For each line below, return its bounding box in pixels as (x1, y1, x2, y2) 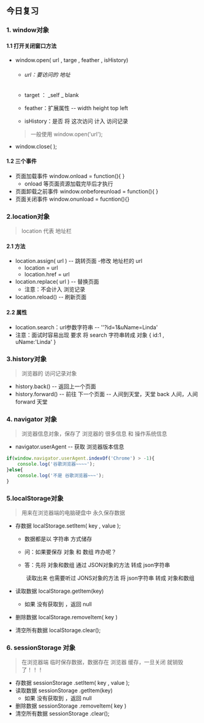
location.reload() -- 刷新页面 (15, 294, 87, 301)
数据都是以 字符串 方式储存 (24, 535, 93, 542)
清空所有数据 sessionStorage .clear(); (15, 710, 110, 717)
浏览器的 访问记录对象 (21, 369, 77, 377)
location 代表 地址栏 (21, 227, 72, 235)
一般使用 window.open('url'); (30, 130, 103, 138)
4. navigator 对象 (6, 415, 57, 423)
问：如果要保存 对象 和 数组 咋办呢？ (24, 548, 117, 555)
